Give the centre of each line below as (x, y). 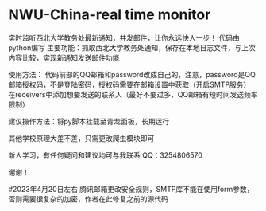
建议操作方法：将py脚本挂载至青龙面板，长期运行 (89, 121)
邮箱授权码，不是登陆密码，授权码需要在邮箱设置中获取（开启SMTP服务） (129, 84)
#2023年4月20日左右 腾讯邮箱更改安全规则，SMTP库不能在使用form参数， (131, 189)
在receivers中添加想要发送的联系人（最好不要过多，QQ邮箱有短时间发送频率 (133, 94)
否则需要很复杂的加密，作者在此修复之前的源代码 (88, 199)
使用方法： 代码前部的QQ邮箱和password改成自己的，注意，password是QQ (132, 74)
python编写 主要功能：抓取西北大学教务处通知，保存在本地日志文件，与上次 (132, 47)
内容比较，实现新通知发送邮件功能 (64, 57)
